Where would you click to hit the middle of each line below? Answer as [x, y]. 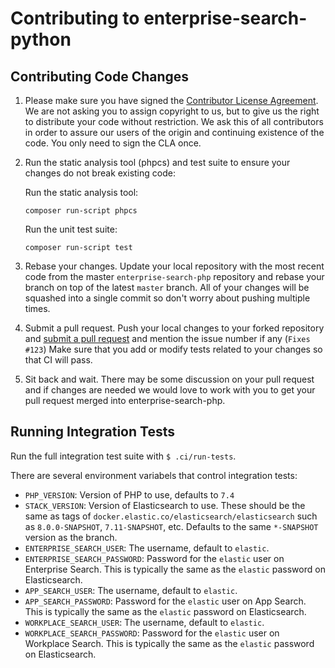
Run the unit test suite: [71, 229]
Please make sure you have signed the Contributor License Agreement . [171, 100]
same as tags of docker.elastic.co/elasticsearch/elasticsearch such [171, 516]
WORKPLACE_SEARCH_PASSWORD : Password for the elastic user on [152, 633]
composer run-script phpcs [81, 211]
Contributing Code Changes [100, 76]
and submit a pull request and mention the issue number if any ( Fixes [167, 338]
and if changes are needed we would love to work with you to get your [170, 390]
